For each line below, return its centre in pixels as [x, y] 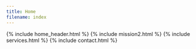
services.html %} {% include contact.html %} [62, 40]
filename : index [26, 17]
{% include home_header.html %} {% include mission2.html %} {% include [98, 34]
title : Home [21, 12]
